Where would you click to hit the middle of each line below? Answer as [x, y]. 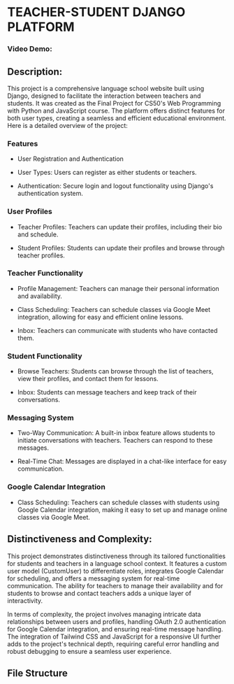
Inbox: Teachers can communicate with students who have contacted [117, 330]
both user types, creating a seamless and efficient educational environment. [117, 118]
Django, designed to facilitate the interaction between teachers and [104, 96]
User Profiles [30, 212]
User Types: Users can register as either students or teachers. [107, 173]
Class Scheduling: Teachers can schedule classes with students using [118, 502]
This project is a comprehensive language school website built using [106, 88]
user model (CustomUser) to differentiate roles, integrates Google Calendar [116, 571]
